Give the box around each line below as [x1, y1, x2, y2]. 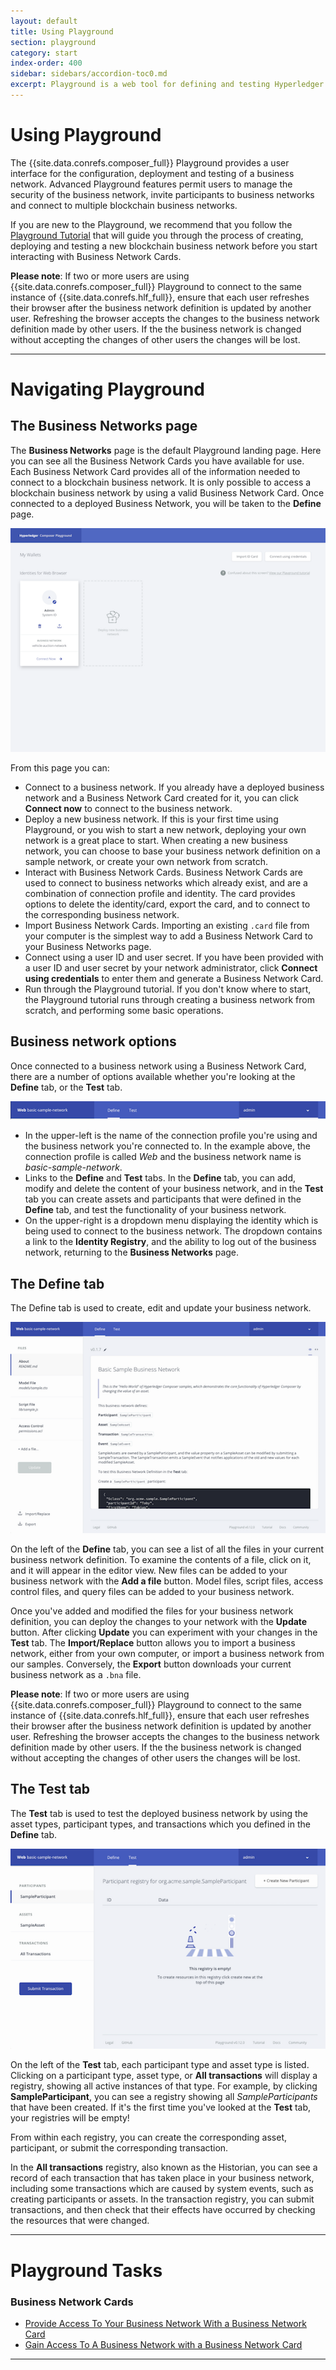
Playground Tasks [10, 2259, 163, 2282]
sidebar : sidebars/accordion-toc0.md [10, 69, 168, 79]
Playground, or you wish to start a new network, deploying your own [24, 824, 307, 836]
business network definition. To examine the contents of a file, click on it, [10, 1553, 312, 1565]
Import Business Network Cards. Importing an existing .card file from [24, 920, 310, 932]
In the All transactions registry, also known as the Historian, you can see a [10, 2161, 318, 2174]
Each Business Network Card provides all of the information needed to [10, 465, 301, 477]
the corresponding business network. [24, 909, 180, 921]
